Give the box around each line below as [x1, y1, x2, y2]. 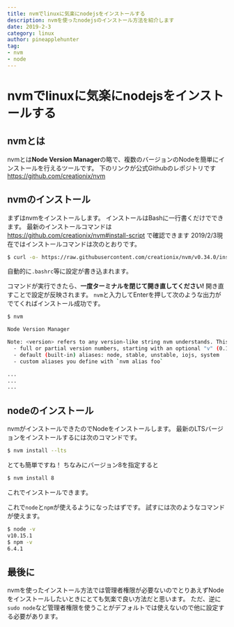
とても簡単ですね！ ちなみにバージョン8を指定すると [7, 461, 159, 469]
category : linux [7, 29, 54, 37]
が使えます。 [7, 511, 44, 520]
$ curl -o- [7, 253, 39, 260]
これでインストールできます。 [7, 488, 92, 496]
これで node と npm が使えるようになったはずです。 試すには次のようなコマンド [7, 503, 225, 511]
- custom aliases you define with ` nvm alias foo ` [13, 357, 164, 365]
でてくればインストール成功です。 [7, 300, 104, 308]
